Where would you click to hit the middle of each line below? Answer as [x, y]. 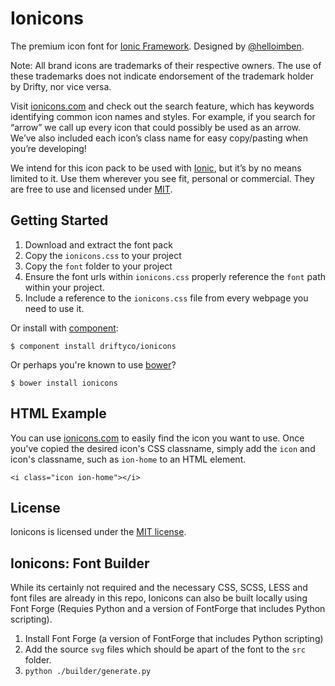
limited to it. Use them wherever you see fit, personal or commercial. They [162, 178]
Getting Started [59, 220]
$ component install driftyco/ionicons [93, 346]
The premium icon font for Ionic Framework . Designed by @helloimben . [157, 46]
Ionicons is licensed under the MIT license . [98, 532]
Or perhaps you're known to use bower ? [93, 364]
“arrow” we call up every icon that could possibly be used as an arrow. [156, 127]
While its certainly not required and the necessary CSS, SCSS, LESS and [159, 588]
